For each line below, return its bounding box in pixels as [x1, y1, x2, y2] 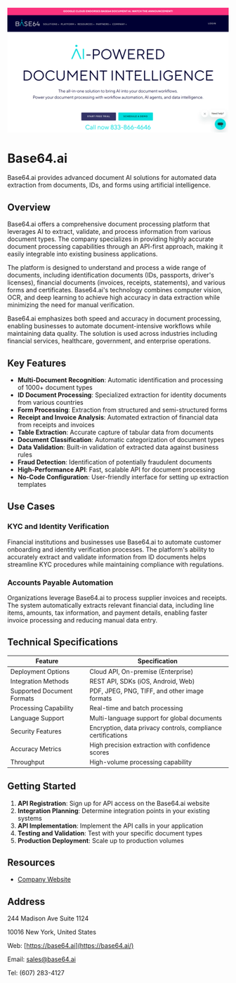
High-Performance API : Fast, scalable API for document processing [17, 465, 216, 474]
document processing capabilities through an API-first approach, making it [7, 242, 223, 251]
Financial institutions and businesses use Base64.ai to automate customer [7, 538, 221, 546]
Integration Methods [10, 677, 69, 685]
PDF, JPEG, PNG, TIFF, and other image [89, 686, 204, 696]
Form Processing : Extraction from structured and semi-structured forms [17, 405, 228, 415]
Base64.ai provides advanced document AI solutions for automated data [7, 174, 216, 182]
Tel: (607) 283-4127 [7, 969, 65, 977]
